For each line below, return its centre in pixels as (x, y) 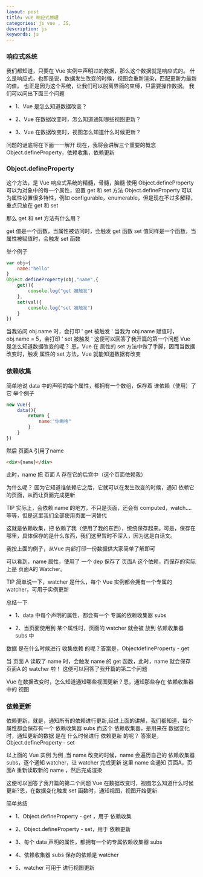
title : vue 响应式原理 (33, 18)
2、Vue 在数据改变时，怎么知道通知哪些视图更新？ (78, 119)
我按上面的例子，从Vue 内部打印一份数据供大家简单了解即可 (81, 549)
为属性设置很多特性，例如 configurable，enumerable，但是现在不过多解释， (101, 198)
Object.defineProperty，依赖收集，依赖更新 (60, 152)
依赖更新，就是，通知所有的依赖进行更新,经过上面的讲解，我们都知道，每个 (100, 720)
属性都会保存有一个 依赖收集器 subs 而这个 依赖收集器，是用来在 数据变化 (98, 728)
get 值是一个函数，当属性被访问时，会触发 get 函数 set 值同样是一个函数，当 (101, 231)
